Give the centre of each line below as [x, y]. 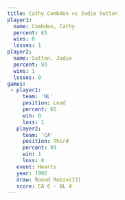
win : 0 [32, 115]
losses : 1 [27, 45]
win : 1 [32, 154]
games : [16, 84]
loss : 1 [33, 122]
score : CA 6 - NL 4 [44, 186]
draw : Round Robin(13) [48, 179]
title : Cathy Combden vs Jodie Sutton [62, 13]
